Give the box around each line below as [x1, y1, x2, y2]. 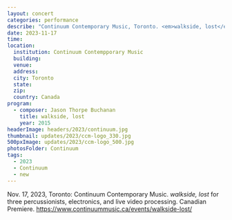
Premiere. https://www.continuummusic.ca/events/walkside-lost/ [7, 205, 193, 213]
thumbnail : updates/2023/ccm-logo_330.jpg [7, 132, 131, 139]
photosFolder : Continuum [7, 145, 79, 152]
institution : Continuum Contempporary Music [13, 49, 144, 56]
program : [7, 100, 32, 107]
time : [7, 36, 23, 43]
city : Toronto [13, 74, 54, 82]
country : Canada [13, 94, 60, 101]
